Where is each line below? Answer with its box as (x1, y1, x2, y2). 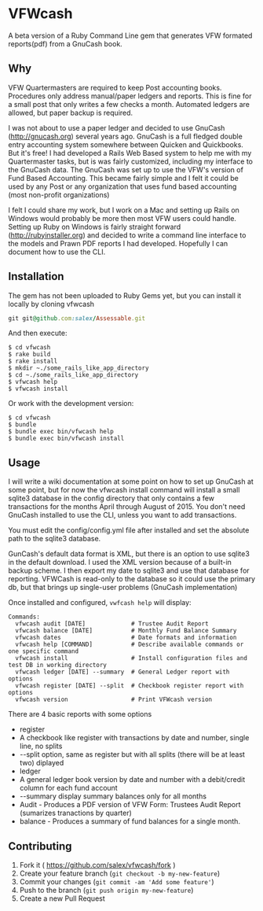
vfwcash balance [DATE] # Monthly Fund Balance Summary (15, 627, 237, 635)
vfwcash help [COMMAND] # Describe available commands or (15, 640, 244, 649)
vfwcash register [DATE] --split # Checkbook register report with (15, 682, 244, 690)
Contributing (8, 839, 72, 853)
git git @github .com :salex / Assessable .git (8, 314, 146, 323)
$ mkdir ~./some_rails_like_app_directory (8, 364, 149, 372)
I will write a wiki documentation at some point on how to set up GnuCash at (8, 477, 254, 486)
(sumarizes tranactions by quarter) (19, 808, 132, 818)
